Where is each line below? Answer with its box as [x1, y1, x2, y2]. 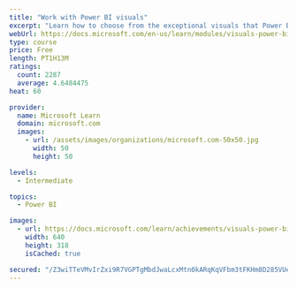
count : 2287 [17, 71, 62, 80]
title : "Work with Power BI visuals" [9, 12, 148, 22]
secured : [9, 265, 42, 274]
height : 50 [32, 152, 73, 161]
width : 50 [32, 144, 69, 153]
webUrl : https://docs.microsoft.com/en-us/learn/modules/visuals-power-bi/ [9, 29, 294, 38]
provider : [9, 102, 46, 111]
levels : [9, 168, 38, 177]
